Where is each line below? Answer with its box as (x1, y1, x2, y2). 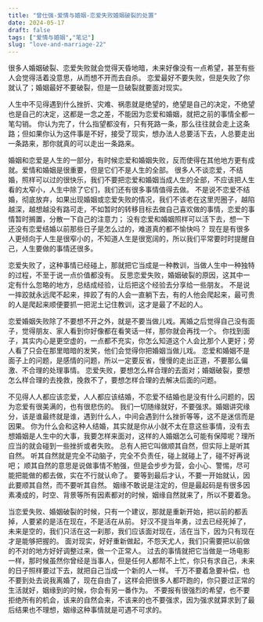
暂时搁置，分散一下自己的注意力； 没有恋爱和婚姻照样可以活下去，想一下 (14, 214, 250, 224)
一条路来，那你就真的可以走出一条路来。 (8, 139, 139, 148)
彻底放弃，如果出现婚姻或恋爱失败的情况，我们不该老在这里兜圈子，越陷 (21, 195, 255, 204)
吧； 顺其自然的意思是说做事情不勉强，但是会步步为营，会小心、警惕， (8, 461, 236, 470)
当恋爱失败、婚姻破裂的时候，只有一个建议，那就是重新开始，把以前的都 (8, 507, 241, 517)
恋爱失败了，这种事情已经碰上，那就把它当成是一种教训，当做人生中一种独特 (8, 261, 255, 270)
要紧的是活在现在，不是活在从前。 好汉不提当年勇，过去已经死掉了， (28, 517, 250, 526)
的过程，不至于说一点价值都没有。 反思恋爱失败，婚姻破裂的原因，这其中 (8, 270, 243, 280)
